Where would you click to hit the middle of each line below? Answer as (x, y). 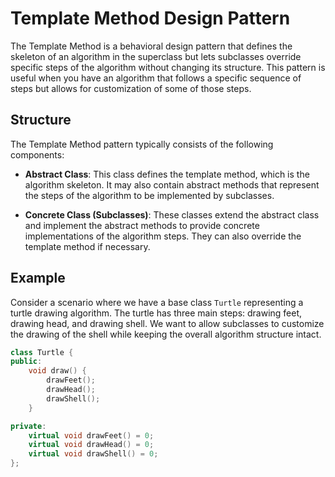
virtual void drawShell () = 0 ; (93, 454)
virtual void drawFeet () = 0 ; (91, 435)
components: (37, 154)
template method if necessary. (87, 246)
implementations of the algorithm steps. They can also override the (163, 236)
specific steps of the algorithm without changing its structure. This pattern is (168, 67)
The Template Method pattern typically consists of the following (142, 144)
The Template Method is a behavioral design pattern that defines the (151, 46)
